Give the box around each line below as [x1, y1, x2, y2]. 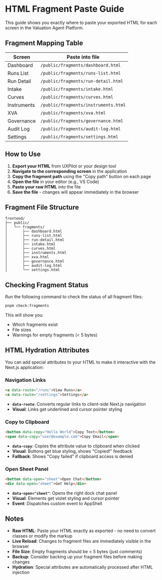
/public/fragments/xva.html [40, 110, 106, 116]
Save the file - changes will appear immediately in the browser [12, 189, 139, 195]
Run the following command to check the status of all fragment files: [5, 294, 143, 300]
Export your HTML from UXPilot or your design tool [12, 163, 116, 169]
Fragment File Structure [5, 203, 79, 211]
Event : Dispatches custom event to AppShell [12, 501, 103, 507]
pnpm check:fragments [5, 303, 49, 308]
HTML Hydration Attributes [5, 346, 90, 354]
